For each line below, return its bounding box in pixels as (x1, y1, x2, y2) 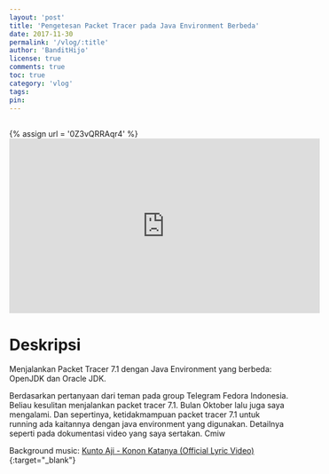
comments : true (9, 63, 66, 72)
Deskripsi (9, 335, 82, 355)
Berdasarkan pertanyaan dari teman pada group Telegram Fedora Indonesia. (9, 391, 289, 401)
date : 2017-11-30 (9, 29, 74, 38)
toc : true (9, 71, 46, 80)
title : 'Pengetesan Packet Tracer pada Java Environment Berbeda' (9, 21, 260, 30)
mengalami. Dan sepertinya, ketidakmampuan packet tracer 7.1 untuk (9, 409, 260, 420)
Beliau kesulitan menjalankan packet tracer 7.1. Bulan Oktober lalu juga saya (9, 400, 286, 411)
